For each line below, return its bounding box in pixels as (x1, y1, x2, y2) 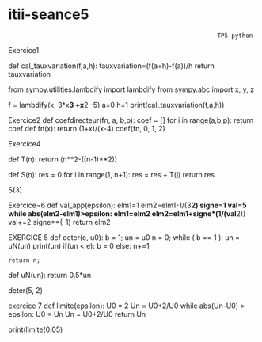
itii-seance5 (8, 6, 89, 24)
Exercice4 (8, 139, 41, 148)
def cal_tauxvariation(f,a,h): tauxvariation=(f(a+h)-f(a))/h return (8, 61, 215, 70)
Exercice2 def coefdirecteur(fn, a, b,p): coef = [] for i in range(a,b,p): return (8, 115, 254, 124)
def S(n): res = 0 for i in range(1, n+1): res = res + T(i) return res (8, 169, 215, 179)
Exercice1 (8, 45, 40, 55)
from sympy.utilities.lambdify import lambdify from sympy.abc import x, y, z (8, 85, 255, 94)
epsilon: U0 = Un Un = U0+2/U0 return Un (8, 309, 146, 318)
